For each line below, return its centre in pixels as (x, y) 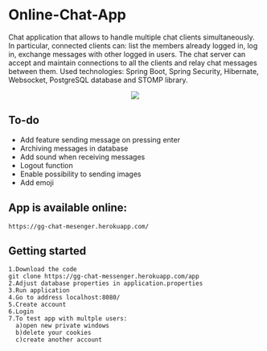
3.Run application (39, 291)
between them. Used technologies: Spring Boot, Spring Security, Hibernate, (133, 71)
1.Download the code (43, 270)
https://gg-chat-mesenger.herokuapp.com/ (79, 226)
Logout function (47, 165)
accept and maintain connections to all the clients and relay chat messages (133, 63)
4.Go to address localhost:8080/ (64, 298)
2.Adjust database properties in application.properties (106, 283)
